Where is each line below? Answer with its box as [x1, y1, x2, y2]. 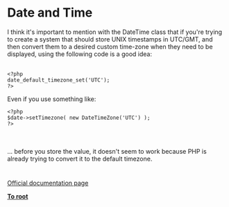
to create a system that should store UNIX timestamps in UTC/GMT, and [7, 35, 213, 43]
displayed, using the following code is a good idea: [7, 50, 153, 58]
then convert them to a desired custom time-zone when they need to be [7, 42, 213, 51]
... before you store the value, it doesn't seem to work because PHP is [7, 147, 207, 155]
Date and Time [7, 5, 93, 21]
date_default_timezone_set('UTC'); [7, 76, 110, 84]
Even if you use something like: [7, 95, 96, 103]
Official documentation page [7, 179, 89, 188]
